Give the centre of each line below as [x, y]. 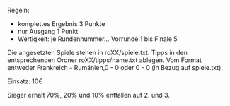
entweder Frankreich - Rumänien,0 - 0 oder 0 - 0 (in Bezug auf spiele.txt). [115, 67]
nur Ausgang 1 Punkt [48, 31]
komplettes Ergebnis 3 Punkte [61, 24]
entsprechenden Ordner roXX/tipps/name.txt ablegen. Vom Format [104, 60]
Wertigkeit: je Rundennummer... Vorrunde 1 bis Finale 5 [98, 39]
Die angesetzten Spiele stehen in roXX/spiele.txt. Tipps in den [97, 53]
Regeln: [18, 10]
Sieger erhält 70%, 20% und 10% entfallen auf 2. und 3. [88, 95]
